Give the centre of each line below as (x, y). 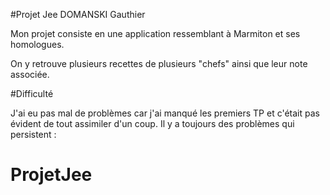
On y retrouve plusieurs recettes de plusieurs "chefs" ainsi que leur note (159, 63)
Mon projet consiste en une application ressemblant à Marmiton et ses (155, 33)
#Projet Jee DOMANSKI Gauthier (78, 14)
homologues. (37, 44)
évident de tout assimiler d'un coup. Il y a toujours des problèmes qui (152, 123)
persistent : (33, 134)
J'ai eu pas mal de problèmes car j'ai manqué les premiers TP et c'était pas (165, 113)
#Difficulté (32, 93)
